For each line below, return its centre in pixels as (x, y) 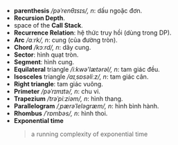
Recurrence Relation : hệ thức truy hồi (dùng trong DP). (92, 32)
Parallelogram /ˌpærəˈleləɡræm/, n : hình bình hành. (86, 106)
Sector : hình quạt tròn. (46, 55)
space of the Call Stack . (48, 25)
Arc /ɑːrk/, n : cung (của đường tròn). (65, 40)
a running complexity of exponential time (89, 134)
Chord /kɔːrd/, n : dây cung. (52, 47)
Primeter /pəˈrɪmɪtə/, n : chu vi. (57, 91)
